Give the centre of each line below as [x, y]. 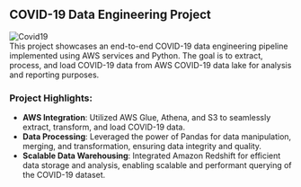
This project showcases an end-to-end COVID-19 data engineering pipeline [149, 46]
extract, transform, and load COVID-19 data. [104, 127]
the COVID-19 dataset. [64, 175]
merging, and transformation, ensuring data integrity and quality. [142, 147]
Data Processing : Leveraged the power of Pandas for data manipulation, [157, 137]
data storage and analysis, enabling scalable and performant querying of [157, 165]
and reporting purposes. [54, 75]
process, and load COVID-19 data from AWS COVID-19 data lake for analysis [150, 65]
